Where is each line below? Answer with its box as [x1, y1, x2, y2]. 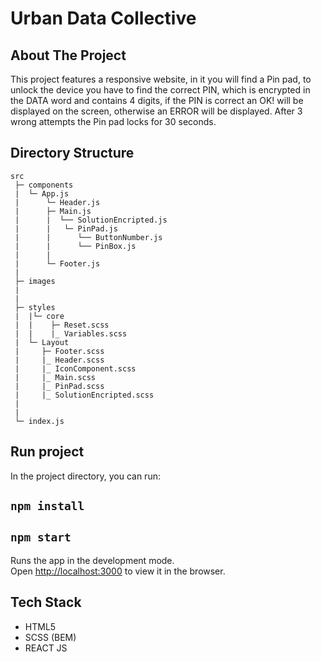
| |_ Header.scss [14, 355, 105, 365]
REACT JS [24, 642, 68, 654]
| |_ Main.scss [14, 372, 97, 382]
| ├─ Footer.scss [14, 346, 105, 356]
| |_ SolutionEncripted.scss [14, 390, 155, 400]
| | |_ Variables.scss [14, 328, 128, 339]
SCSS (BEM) [24, 631, 77, 643]
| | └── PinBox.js [14, 241, 137, 251]
